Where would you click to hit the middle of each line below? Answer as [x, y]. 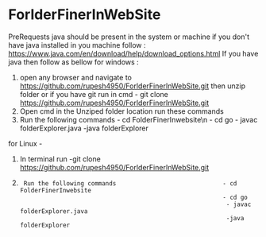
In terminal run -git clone [60, 159]
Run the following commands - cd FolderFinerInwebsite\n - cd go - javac [139, 119]
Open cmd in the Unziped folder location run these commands [121, 111]
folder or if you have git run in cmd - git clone [94, 94]
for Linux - [25, 143]
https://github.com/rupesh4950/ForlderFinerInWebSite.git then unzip [133, 86]
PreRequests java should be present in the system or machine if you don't [129, 37]
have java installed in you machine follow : [77, 45]
